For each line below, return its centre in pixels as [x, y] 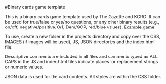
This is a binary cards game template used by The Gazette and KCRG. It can [83, 16]
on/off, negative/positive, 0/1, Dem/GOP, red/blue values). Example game [80, 27]
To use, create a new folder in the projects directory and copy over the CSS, [83, 37]
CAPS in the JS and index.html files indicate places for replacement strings [82, 62]
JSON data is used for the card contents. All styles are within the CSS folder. [83, 76]
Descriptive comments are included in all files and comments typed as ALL [81, 56]
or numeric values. [24, 67]
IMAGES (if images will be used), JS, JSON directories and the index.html [80, 42]
